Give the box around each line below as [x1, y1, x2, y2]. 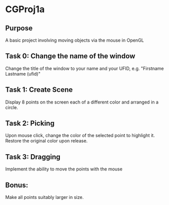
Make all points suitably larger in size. [5, 194, 84, 200]
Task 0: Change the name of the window [5, 52, 136, 60]
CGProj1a [5, 4, 45, 15]
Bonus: [5, 181, 28, 189]
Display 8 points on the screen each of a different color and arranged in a [5, 99, 159, 105]
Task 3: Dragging [5, 152, 61, 161]
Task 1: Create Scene [5, 85, 73, 94]
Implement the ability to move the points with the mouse [5, 166, 123, 172]
